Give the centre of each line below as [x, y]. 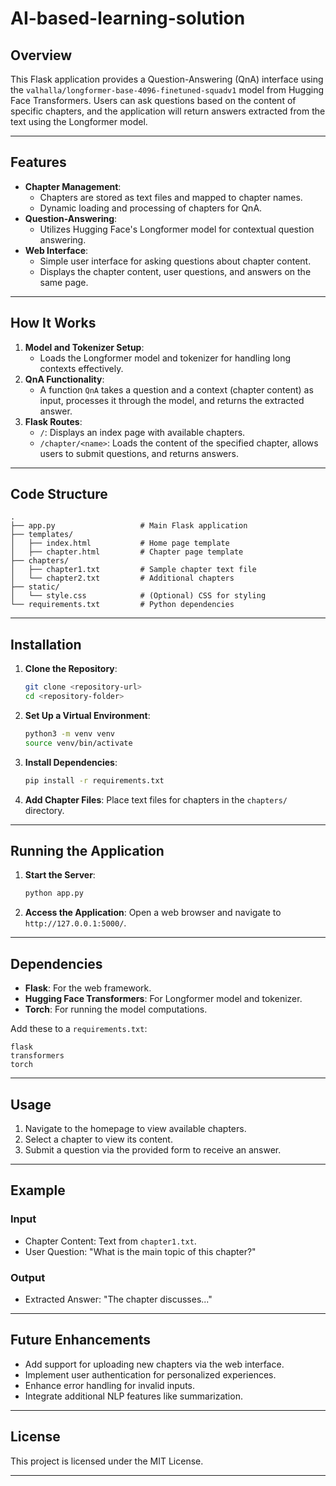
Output [28, 1277]
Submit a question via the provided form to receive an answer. [153, 1149]
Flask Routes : [53, 421]
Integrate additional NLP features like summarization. [133, 1396]
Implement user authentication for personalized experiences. [150, 1374]
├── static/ [35, 587]
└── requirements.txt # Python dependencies [122, 605]
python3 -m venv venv [70, 734]
